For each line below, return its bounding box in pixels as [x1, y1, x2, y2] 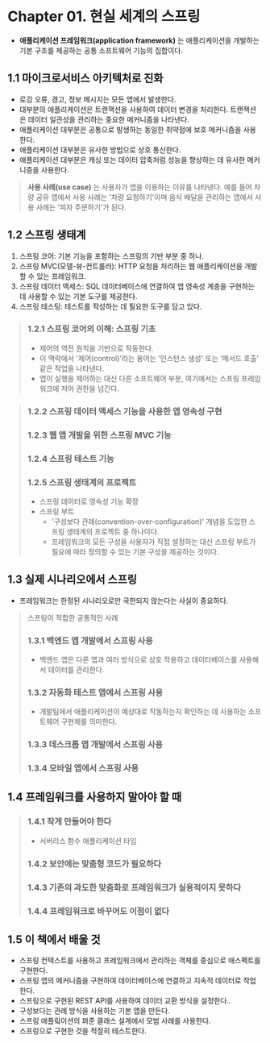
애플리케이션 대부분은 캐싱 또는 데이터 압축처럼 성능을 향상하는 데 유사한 [19, 155, 246, 164]
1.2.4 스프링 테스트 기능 [27, 453, 114, 464]
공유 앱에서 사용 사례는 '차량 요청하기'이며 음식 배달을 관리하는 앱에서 [35, 192, 253, 202]
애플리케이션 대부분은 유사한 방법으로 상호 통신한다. [19, 144, 181, 154]
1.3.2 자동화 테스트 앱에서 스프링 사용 [27, 687, 164, 698]
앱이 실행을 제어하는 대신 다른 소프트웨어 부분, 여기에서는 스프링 [39, 373, 239, 383]
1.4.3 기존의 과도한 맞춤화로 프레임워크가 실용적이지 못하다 [27, 882, 241, 893]
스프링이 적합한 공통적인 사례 [27, 613, 118, 622]
